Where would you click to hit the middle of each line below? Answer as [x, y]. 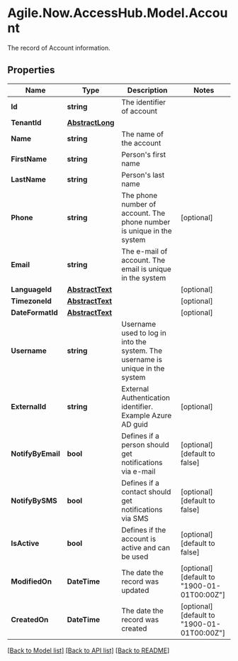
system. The [142, 351]
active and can [146, 547]
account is [139, 539]
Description [147, 90]
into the [134, 342]
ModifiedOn [31, 581]
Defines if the [144, 530]
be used [135, 557]
